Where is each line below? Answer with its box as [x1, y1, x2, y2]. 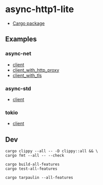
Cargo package [12, 20, 45, 26]
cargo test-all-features [5, 166, 58, 171]
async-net [5, 50, 31, 57]
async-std [5, 85, 31, 92]
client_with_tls [12, 72, 42, 78]
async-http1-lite [5, 4, 74, 15]
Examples [5, 35, 37, 43]
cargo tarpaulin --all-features [5, 175, 73, 180]
